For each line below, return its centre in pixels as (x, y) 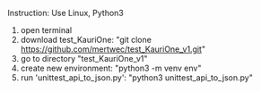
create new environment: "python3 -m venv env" (111, 68)
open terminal (46, 30)
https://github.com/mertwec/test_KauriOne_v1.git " (113, 49)
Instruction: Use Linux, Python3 (65, 13)
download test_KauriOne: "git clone (86, 40)
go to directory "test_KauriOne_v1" (84, 59)
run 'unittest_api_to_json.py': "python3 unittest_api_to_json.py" (137, 78)
